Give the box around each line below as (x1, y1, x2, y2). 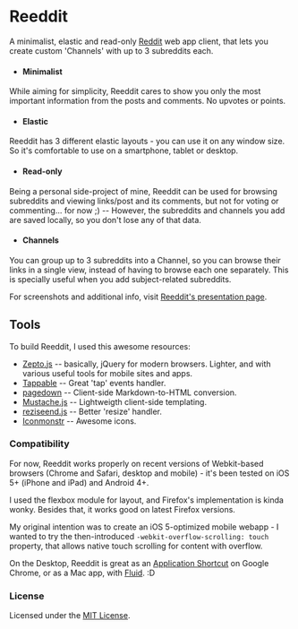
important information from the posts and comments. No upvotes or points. (9, 96, 286, 107)
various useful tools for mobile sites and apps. (21, 367, 193, 378)
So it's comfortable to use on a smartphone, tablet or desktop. (9, 145, 239, 156)
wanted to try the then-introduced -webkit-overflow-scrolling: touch (9, 530, 269, 541)
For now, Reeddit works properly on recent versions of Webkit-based (9, 458, 264, 469)
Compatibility (9, 437, 70, 450)
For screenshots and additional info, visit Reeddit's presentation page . (9, 291, 268, 302)
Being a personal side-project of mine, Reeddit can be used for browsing (9, 185, 277, 196)
